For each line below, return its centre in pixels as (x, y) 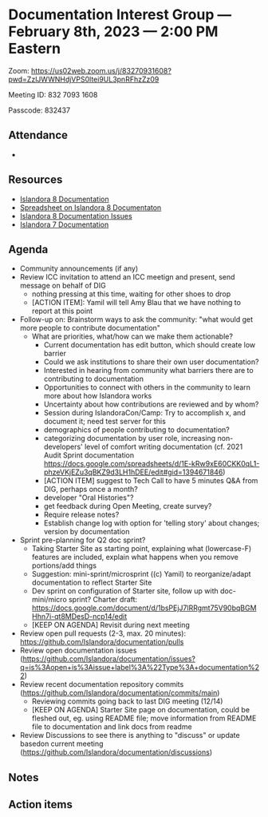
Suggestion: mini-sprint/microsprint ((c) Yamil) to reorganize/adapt (141, 574)
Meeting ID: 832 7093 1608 (53, 94)
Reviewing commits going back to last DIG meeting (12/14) (127, 701)
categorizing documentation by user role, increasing (130, 438)
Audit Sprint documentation (89, 455)
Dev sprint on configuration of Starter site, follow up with (125, 591)
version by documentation (87, 532)
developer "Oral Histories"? (89, 498)
